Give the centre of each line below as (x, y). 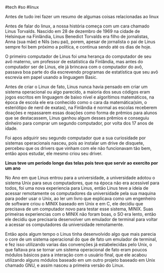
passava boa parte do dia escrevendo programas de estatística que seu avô (82, 72)
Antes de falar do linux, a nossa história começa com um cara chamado (77, 26)
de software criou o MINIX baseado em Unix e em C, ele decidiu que (74, 204)
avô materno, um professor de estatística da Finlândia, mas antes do (74, 62)
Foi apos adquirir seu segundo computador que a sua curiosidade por (75, 138)
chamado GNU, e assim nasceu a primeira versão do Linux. (65, 265)
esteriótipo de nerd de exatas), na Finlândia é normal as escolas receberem (81, 108)
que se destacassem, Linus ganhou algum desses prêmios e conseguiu (77, 118)
